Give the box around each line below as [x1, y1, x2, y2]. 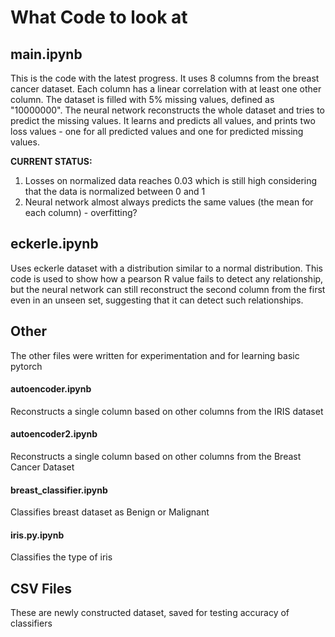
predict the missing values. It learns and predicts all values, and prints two [10, 115, 316, 126]
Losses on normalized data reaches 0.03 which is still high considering [24, 175, 318, 186]
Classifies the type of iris [10, 551, 113, 563]
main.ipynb [10, 46, 83, 63]
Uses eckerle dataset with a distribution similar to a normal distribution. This [10, 262, 323, 274]
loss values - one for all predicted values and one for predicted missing [10, 126, 304, 137]
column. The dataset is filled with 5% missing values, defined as [10, 94, 275, 105]
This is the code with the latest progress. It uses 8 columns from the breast [10, 72, 320, 84]
